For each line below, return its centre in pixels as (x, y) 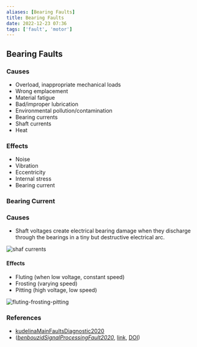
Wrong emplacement (42, 91)
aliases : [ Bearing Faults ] (41, 12)
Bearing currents (36, 117)
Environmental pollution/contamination (64, 110)
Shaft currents (33, 124)
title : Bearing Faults (35, 18)
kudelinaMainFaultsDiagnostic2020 (60, 330)
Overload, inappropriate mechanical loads (68, 84)
